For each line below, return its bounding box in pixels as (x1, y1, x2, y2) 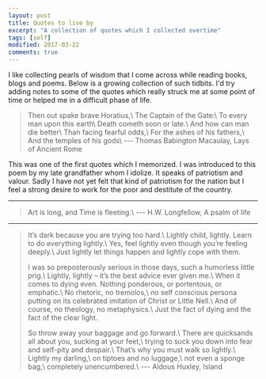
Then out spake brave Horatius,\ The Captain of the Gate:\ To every (27, 111, 248, 119)
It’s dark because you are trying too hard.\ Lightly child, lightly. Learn (27, 230, 252, 240)
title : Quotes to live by (8, 19, 93, 27)
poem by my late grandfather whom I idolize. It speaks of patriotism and (8, 168, 243, 177)
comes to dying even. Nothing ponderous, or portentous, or (27, 279, 222, 289)
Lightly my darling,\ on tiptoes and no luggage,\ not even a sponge (27, 354, 245, 362)
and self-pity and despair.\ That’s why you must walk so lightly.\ (27, 345, 236, 354)
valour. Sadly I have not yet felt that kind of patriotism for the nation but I (8, 176, 245, 186)
